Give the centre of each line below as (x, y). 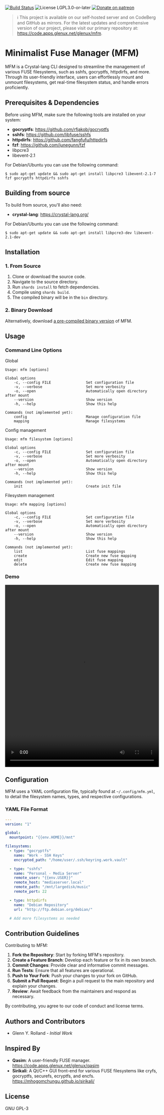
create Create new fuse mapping (75, 556)
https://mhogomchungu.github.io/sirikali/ (53, 1081)
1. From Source (23, 266)
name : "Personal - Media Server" (48, 873)
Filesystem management (30, 496)
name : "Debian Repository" (41, 905)
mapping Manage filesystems (70, 421)
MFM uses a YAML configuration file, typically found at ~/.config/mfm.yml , (80, 791)
